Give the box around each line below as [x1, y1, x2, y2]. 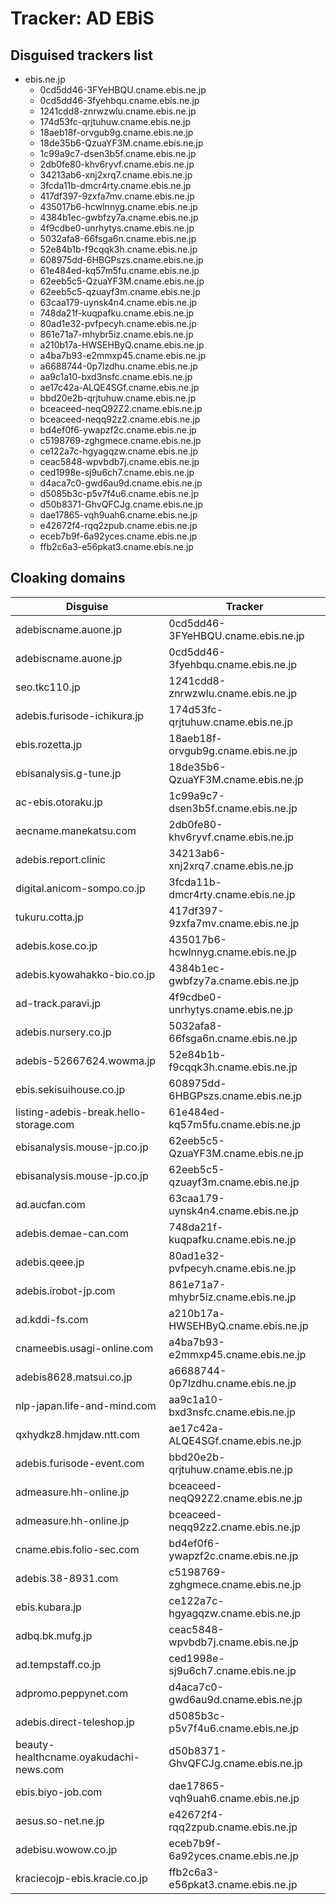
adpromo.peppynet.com [15, 1686, 129, 1700]
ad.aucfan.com [15, 1197, 86, 1211]
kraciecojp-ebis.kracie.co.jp [15, 1871, 148, 1885]
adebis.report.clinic [15, 852, 107, 866]
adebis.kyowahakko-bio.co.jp [15, 967, 156, 981]
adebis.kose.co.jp [15, 938, 98, 952]
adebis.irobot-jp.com [15, 1283, 116, 1297]
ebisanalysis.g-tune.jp [15, 766, 122, 780]
